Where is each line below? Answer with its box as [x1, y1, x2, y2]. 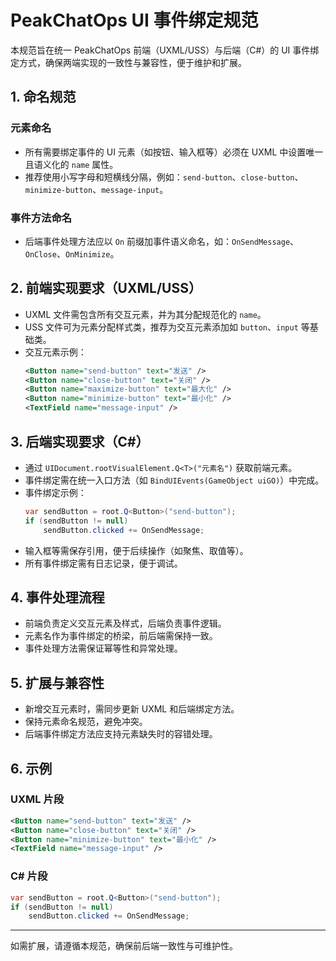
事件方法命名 [10, 211, 73, 225]
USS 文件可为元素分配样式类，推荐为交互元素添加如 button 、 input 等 [24, 321, 310, 333]
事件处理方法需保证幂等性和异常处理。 [24, 642, 183, 655]
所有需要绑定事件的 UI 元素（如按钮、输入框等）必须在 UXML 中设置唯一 [24, 146, 324, 158]
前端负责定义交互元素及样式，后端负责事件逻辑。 [24, 617, 227, 630]
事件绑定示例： [24, 486, 87, 498]
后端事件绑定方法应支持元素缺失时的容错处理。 [24, 728, 218, 740]
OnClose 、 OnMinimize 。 [24, 247, 120, 260]
